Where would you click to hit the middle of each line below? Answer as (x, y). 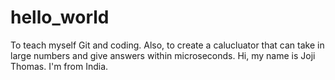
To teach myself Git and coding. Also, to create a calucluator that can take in (167, 45)
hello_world (60, 17)
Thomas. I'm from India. (59, 66)
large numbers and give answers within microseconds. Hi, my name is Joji (163, 55)
